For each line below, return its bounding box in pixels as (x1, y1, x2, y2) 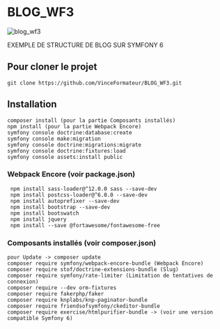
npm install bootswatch (10, 210, 79, 217)
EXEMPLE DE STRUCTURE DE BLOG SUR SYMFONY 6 (7, 40, 164, 49)
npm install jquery (10, 215, 68, 223)
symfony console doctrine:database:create (7, 129, 132, 136)
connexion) (7, 278, 39, 286)
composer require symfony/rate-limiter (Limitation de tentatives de (7, 273, 214, 280)
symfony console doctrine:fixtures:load (7, 147, 127, 154)
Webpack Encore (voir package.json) (7, 169, 136, 179)
